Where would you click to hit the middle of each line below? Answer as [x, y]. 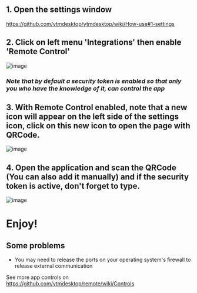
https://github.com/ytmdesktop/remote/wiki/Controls [70, 284]
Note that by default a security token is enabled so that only [94, 81]
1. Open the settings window [59, 10]
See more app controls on [38, 277]
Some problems [36, 246]
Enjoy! [22, 224]
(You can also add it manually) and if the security [98, 177]
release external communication [54, 266]
